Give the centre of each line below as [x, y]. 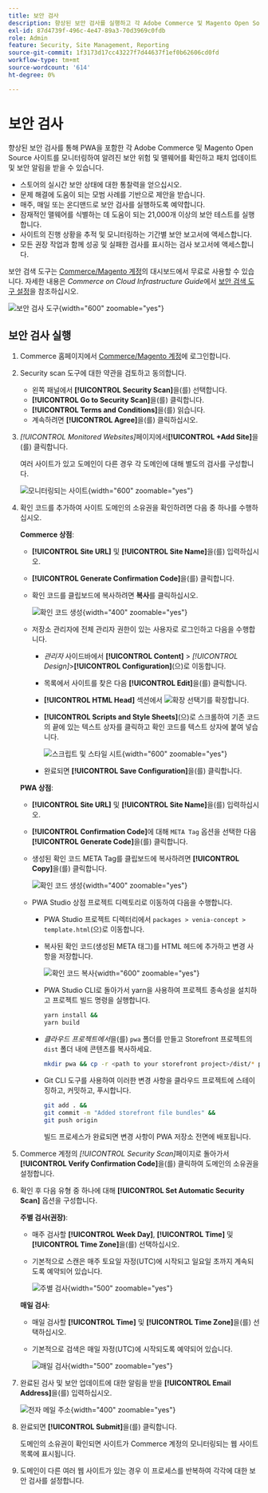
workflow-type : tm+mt [44, 61]
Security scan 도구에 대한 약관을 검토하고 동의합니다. [103, 373]
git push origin [71, 1120]
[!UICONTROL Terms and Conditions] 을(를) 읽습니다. [118, 410]
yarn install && [71, 1015]
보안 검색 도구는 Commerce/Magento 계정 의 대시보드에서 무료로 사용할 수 [124, 271]
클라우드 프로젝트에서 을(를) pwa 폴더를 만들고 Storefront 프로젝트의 [148, 1039]
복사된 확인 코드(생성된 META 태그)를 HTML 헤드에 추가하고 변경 [144, 947]
